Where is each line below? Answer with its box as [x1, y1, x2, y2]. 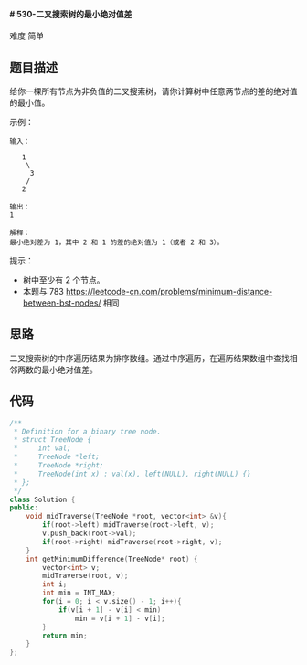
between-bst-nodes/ [22, 297, 102, 308]
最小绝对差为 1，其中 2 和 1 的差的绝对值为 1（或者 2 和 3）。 [9, 238, 224, 247]
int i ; [42, 580, 68, 589]
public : [9, 503, 39, 512]
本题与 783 [22, 286, 64, 297]
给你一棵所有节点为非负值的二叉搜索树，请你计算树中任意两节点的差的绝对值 [9, 86, 298, 97]
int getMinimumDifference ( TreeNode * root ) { [26, 554, 198, 563]
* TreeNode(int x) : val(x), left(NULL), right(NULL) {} [13, 469, 251, 478]
